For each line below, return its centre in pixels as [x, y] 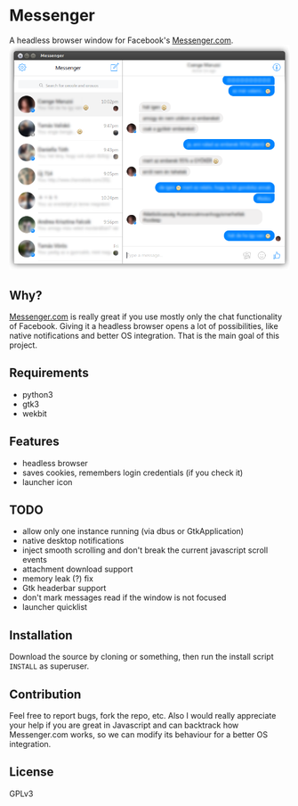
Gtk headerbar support [64, 588]
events [34, 560]
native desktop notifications [73, 541]
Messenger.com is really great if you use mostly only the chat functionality [146, 317]
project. [24, 345]
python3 [37, 394]
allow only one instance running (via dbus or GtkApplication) [133, 531]
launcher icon [47, 481]
